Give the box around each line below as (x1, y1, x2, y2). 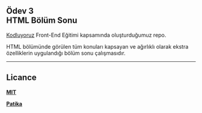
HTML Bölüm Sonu (6, 16, 78, 26)
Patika (6, 100, 23, 107)
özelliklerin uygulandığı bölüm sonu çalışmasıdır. (6, 49, 126, 56)
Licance (6, 73, 37, 83)
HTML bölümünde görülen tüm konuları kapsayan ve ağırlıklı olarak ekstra (6, 43, 189, 50)
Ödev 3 (6, 6, 34, 16)
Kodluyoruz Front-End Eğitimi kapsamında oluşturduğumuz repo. (6, 31, 167, 38)
